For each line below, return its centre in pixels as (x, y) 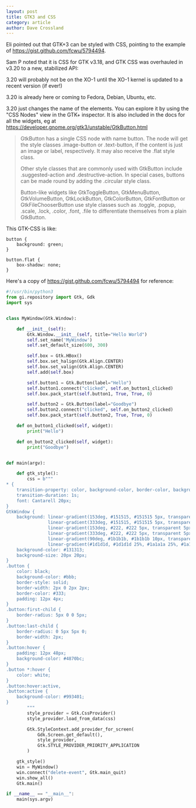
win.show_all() (35, 778)
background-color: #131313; (50, 550)
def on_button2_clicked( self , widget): (65, 442)
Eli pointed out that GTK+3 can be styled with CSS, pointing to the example (96, 45)
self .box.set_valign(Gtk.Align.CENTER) (76, 367)
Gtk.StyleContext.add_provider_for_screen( (80, 729)
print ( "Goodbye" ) (48, 447)
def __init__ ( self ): (41, 329)
